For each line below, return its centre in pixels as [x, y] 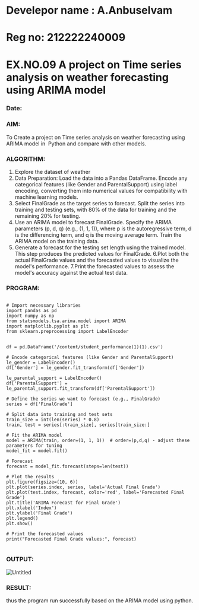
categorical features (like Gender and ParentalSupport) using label [96, 185]
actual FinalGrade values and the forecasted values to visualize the [97, 260]
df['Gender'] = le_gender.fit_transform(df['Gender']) [75, 368]
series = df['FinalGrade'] [40, 404]
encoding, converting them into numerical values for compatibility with [101, 191]
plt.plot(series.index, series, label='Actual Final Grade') [83, 487]
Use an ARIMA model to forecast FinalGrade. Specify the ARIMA [93, 223]
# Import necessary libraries [44, 306]
